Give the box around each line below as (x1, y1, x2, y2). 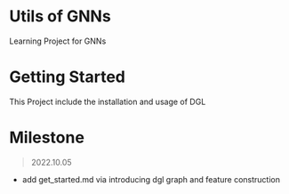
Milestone (9, 127, 84, 148)
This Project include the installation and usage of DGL (9, 96, 206, 107)
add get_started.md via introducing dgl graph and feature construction (21, 174, 280, 184)
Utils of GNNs (9, 6, 111, 27)
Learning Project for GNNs (9, 36, 107, 46)
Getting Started (9, 67, 126, 87)
